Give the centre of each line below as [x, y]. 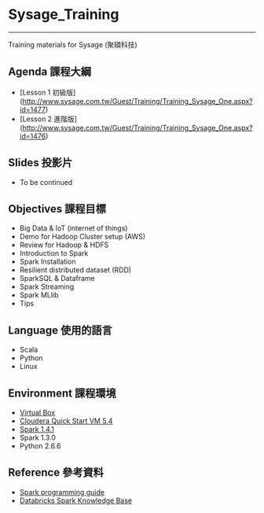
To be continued [46, 182]
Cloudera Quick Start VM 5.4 [66, 421]
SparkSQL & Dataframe [57, 279]
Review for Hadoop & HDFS [64, 245]
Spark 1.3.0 [38, 437]
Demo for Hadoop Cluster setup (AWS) [82, 237]
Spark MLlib [39, 295]
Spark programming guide [62, 492]
